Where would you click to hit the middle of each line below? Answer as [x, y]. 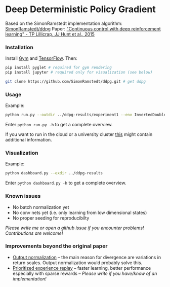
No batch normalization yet [41, 207]
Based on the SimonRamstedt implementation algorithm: [64, 23]
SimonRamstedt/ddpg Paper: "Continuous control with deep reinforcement [83, 28]
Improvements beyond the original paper [56, 246]
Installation [19, 47]
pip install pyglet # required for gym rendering [59, 68]
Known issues [23, 196]
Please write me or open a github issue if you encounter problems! [75, 228]
